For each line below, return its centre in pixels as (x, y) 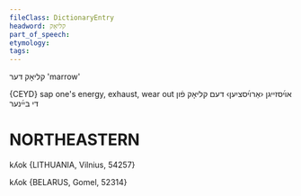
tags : (19, 51)
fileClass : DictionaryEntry (62, 18)
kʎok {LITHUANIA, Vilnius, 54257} (72, 165)
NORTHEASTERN (75, 140)
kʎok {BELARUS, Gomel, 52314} (68, 183)
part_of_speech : (40, 34)
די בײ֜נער (24, 103)
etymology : (30, 43)
